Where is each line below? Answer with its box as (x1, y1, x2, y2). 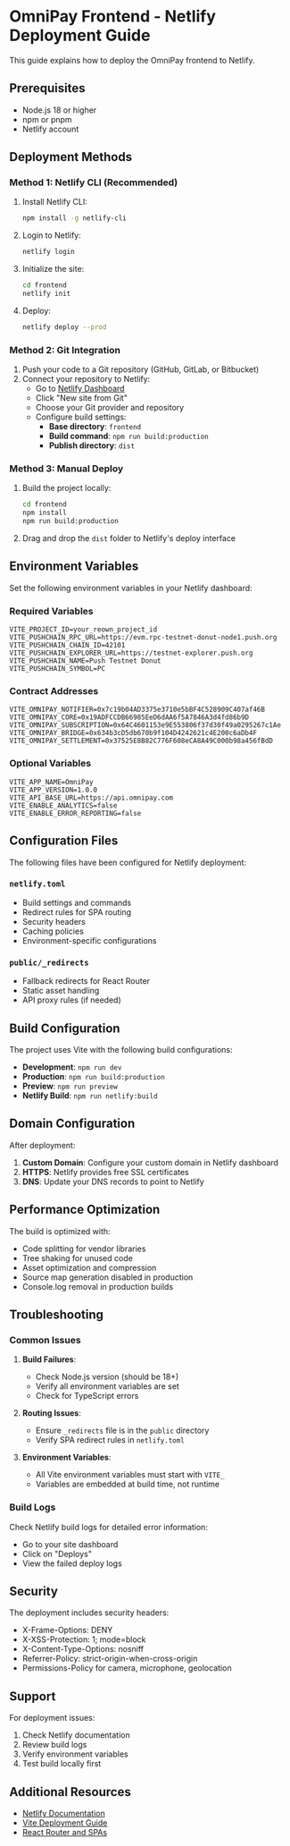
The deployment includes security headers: (9, 1607, 170, 1618)
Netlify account (21, 123, 79, 134)
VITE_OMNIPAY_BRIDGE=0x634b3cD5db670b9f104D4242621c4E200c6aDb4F (9, 729, 257, 738)
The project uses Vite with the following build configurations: (9, 1044, 234, 1054)
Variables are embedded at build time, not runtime (35, 1478, 220, 1490)
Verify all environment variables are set (35, 1381, 180, 1392)
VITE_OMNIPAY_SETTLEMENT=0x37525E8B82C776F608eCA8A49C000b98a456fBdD (9, 736, 274, 746)
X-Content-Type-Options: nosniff (21, 1644, 145, 1655)
